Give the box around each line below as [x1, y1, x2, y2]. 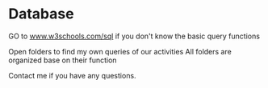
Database [8, 5, 74, 23]
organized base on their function [8, 55, 117, 65]
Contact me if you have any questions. [8, 70, 136, 80]
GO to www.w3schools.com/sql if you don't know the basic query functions [8, 31, 261, 41]
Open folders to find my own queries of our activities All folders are [8, 46, 232, 56]
